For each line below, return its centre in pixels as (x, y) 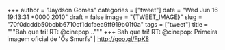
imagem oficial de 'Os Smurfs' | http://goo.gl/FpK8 (78, 39)
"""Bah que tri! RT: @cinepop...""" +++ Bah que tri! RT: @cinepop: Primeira (112, 32)
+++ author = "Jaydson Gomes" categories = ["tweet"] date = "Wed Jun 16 (113, 10)
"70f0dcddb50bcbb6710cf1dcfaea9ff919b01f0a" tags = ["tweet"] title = (108, 24)
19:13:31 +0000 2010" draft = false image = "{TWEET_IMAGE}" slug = (105, 17)
